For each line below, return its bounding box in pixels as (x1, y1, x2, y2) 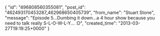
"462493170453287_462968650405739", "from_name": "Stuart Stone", (5, 9, 155, 15)
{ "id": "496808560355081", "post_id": (5, 4, 86, 10)
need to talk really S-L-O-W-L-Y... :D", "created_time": (5, 20, 118, 26)
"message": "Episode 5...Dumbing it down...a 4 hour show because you (5, 15, 155, 20)
